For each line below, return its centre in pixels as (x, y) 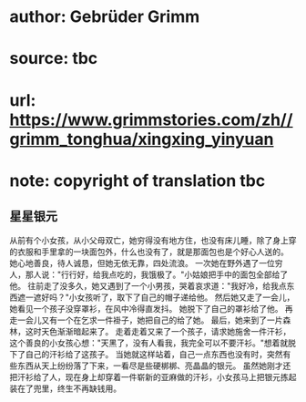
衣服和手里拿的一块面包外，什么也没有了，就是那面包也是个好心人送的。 (153, 252)
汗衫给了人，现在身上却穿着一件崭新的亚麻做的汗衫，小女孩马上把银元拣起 (157, 376)
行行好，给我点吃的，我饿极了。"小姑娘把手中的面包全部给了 (174, 274)
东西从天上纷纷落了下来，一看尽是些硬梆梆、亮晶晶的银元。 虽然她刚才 (150, 366)
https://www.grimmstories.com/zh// (151, 119)
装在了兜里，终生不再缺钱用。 (65, 388)
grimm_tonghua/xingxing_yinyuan (142, 139)
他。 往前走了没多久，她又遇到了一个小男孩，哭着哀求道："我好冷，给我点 (148, 285)
